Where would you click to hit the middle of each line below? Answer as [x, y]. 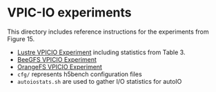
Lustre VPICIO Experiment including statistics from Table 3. [101, 52]
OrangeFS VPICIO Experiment [59, 67]
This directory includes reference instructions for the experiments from [108, 32]
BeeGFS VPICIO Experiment [57, 59]
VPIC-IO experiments [69, 13]
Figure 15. [21, 38]
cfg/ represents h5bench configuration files [80, 74]
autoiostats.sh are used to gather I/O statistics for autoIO [99, 81]
